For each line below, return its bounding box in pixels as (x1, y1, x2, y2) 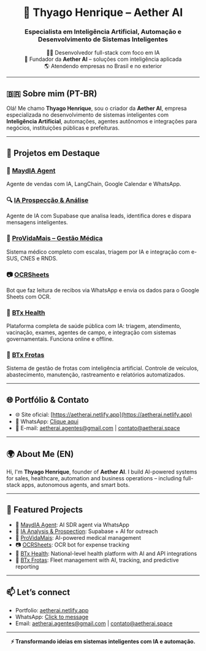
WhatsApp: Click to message (15, 613, 89, 620)
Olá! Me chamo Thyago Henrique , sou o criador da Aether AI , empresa (6, 104, 187, 112)
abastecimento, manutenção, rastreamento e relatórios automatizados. (6, 371, 185, 378)
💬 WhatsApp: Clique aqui (15, 418, 78, 426)
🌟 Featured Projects (6, 505, 83, 515)
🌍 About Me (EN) (6, 448, 74, 459)
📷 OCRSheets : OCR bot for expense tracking (15, 540, 130, 548)
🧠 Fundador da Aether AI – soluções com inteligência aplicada (24, 55, 182, 63)
